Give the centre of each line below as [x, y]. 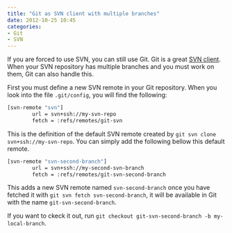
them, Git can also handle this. [50, 74]
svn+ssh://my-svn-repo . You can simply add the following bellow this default [116, 141]
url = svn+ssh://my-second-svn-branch [88, 168]
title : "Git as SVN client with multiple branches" [83, 14]
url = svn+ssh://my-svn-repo [74, 114]
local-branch [26, 224]
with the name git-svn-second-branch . [62, 202]
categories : [24, 26]
